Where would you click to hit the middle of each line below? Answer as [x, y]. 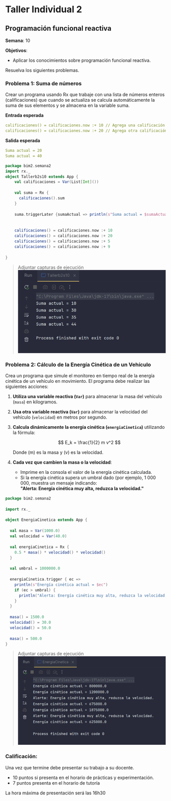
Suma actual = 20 [24, 151]
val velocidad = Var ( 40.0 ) [38, 536]
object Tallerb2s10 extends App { [42, 177]
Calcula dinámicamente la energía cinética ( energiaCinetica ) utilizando [89, 427]
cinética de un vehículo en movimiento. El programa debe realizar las [78, 381]
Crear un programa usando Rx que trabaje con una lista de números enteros [85, 95]
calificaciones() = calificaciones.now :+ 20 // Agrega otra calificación [86, 131]
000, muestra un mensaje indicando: [59, 483]
